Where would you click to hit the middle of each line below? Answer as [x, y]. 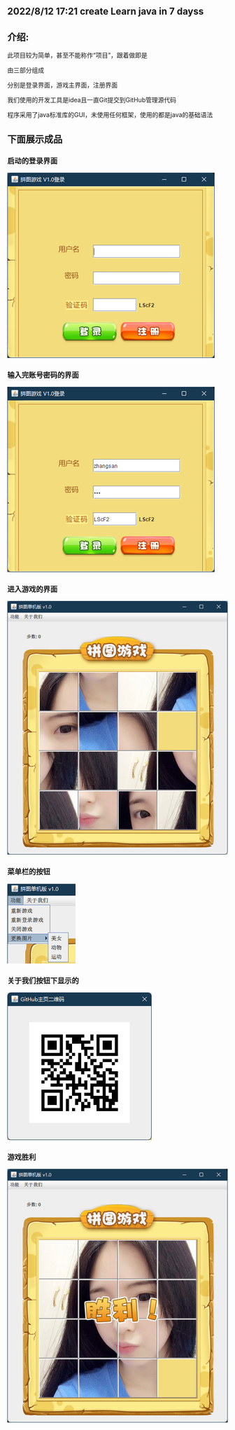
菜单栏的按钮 [29, 872]
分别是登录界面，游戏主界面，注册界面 [62, 85]
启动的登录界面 [33, 160]
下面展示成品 [35, 139]
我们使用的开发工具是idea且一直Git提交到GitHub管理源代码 [92, 100]
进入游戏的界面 [33, 589]
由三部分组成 [26, 70]
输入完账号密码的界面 [43, 375]
